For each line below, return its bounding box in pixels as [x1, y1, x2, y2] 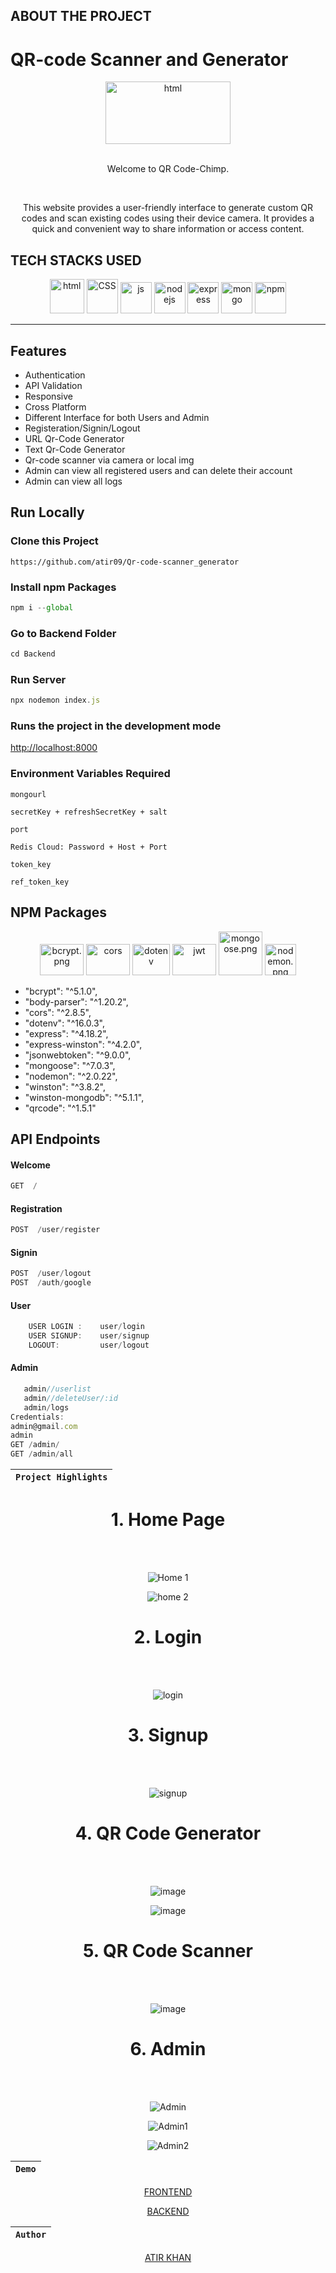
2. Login [133, 1626, 203, 1649]
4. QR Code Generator [74, 1822, 262, 1845]
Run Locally [10, 504, 85, 521]
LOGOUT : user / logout [28, 1340, 150, 1351]
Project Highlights [15, 1472, 108, 1483]
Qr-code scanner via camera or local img [24, 454, 195, 466]
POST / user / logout [10, 1269, 92, 1279]
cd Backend [10, 649, 56, 659]
